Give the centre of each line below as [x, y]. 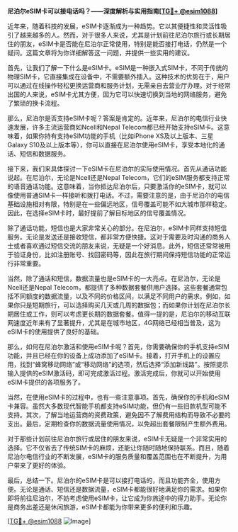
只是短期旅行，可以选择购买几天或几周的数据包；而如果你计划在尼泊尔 [122, 305]
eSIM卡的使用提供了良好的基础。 [55, 332]
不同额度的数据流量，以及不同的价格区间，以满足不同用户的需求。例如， [119, 296]
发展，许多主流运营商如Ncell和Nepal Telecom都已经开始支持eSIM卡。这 [118, 127]
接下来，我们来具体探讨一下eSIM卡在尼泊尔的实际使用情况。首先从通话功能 [117, 169]
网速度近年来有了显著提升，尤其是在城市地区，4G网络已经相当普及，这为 [114, 323]
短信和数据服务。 [44, 154]
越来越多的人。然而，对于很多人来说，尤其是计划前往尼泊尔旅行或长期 [122, 35]
